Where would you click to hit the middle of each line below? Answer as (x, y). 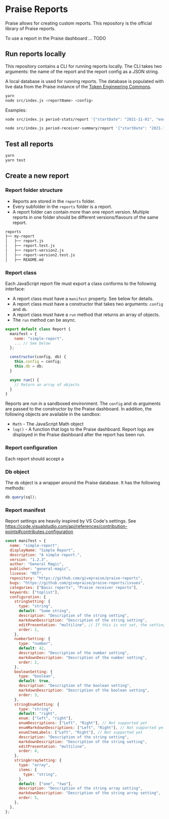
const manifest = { (26, 541)
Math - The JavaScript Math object (48, 424)
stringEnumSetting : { (37, 704)
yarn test (16, 160)
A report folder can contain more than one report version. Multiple (81, 212)
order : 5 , (29, 798)
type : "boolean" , (37, 676)
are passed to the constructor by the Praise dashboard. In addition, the (78, 409)
